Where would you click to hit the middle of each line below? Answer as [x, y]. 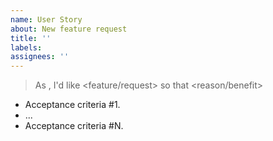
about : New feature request [69, 29]
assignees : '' [40, 57]
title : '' [31, 38]
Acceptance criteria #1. [72, 105]
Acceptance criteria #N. [74, 126]
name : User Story [46, 19]
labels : [26, 47]
